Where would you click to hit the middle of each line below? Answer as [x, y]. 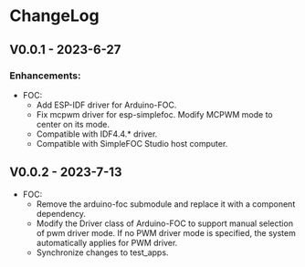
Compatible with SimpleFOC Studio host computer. [132, 143]
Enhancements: [45, 76]
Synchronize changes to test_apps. [102, 252]
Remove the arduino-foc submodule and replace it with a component [166, 204]
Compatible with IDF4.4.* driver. [97, 134]
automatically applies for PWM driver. [107, 242]
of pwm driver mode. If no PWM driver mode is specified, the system [166, 232]
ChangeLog [54, 16]
